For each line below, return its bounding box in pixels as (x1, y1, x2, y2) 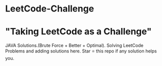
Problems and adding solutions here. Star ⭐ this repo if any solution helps (5, 48, 157, 54)
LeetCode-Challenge (5, 3, 94, 14)
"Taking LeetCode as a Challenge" (5, 26, 152, 37)
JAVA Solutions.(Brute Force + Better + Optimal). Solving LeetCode (5, 42, 144, 48)
